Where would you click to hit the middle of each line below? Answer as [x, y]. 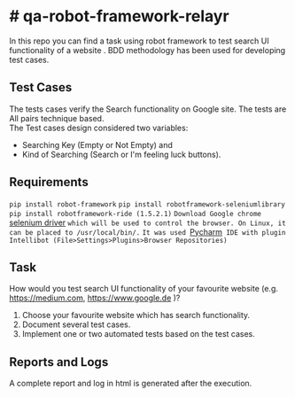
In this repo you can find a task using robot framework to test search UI [139, 41]
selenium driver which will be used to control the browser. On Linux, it [147, 222]
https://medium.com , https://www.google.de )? [95, 298]
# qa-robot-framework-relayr [119, 16]
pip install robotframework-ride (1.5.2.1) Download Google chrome [135, 214]
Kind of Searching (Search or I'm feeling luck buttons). [121, 154]
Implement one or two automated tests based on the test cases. [138, 334]
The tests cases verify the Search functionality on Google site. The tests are [148, 109]
